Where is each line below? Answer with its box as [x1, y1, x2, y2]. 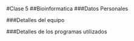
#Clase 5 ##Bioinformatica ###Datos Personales [6, 5, 129, 12]
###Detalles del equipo [6, 17, 65, 23]
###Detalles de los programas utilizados [6, 28, 107, 35]
